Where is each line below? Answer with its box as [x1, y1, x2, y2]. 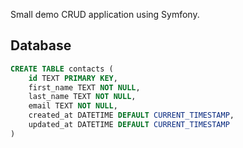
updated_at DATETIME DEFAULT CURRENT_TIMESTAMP [28, 120, 230, 130]
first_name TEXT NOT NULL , [28, 82, 141, 93]
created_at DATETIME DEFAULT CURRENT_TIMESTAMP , [28, 110, 235, 121]
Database [10, 37, 72, 54]
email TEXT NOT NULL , [28, 101, 118, 111]
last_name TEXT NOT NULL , [28, 92, 137, 102]
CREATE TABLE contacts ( [10, 64, 114, 74]
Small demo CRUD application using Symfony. [10, 9, 200, 20]
